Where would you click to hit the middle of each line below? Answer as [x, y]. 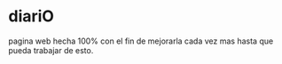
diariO [31, 16]
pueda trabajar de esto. [51, 50]
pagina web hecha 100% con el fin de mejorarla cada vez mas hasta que [141, 41]
